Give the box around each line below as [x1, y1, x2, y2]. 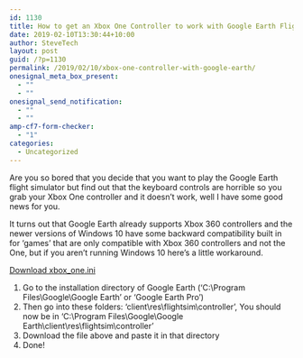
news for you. [9, 200, 60, 212]
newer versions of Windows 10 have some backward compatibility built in [9, 227, 282, 239]
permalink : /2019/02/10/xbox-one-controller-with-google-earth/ [9, 64, 256, 73]
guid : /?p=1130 [9, 55, 67, 64]
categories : [9, 139, 54, 148]
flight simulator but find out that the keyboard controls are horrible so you [9, 181, 282, 192]
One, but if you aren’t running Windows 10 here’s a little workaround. [9, 247, 263, 258]
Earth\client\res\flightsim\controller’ [22, 320, 154, 331]
